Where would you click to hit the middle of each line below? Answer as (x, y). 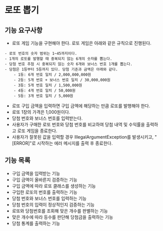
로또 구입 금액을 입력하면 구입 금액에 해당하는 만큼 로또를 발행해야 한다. (81, 106)
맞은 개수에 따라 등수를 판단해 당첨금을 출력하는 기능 (62, 217)
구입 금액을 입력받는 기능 (36, 173)
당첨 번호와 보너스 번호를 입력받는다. (47, 118)
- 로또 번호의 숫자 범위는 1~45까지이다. (41, 53)
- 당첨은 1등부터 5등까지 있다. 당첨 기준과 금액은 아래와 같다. (61, 69)
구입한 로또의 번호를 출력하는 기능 (45, 192)
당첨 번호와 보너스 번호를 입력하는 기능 (49, 198)
